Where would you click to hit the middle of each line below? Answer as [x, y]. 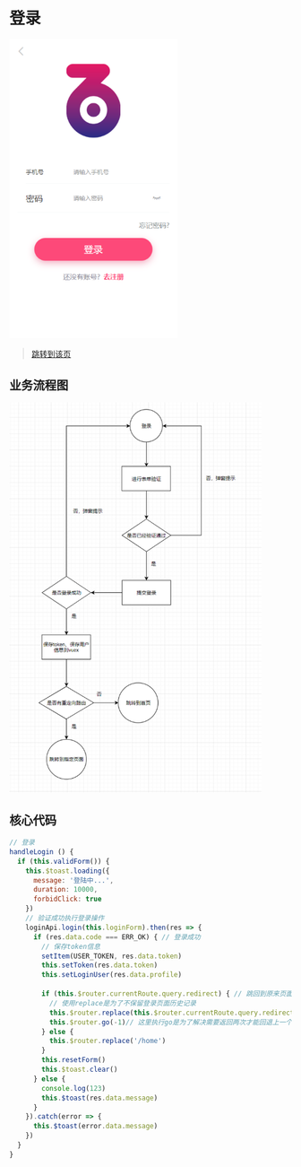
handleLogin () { [42, 852]
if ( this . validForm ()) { [64, 861]
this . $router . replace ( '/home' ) [107, 1041]
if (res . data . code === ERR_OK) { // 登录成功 [117, 937]
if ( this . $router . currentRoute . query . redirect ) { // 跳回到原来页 [164, 994]
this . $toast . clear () [80, 1070]
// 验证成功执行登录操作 [65, 919]
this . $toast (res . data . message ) [100, 1098]
